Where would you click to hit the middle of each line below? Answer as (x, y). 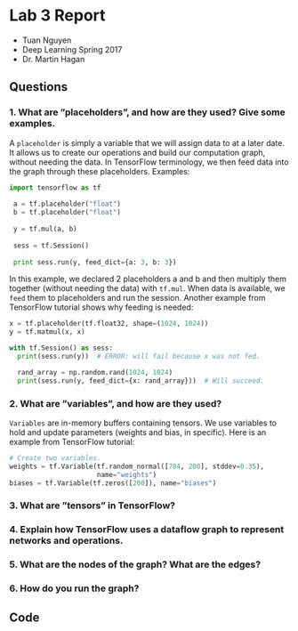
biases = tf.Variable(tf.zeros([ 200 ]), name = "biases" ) (113, 483)
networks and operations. (66, 541)
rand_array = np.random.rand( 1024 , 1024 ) (95, 372)
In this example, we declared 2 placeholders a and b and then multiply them (148, 279)
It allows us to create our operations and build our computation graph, (137, 152)
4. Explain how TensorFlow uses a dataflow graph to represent (147, 530)
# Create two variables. (55, 458)
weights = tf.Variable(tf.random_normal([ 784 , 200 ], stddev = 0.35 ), (137, 466)
